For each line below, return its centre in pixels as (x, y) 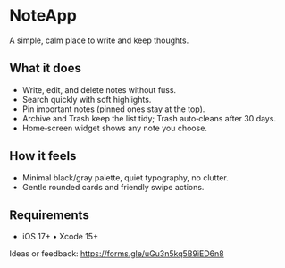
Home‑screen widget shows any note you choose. (115, 128)
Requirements (49, 215)
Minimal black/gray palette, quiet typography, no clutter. (126, 177)
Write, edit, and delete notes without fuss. (99, 89)
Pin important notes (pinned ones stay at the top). (113, 109)
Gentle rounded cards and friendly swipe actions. (113, 187)
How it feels (43, 156)
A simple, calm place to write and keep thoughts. (99, 40)
